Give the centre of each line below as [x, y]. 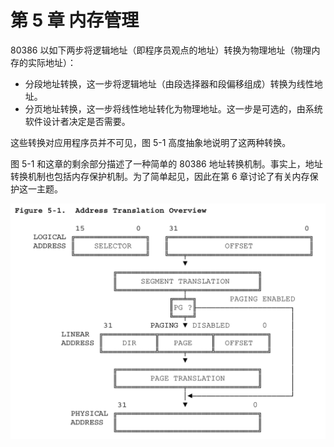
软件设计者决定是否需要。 [77, 121]
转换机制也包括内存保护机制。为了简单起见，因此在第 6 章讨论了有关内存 [160, 176]
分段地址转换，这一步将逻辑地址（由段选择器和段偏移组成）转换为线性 [169, 83]
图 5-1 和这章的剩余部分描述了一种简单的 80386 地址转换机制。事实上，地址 [166, 163]
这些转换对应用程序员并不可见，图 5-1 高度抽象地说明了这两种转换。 [151, 142]
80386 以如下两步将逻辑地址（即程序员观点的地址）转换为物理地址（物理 [161, 50]
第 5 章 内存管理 [75, 20]
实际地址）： [52, 62]
